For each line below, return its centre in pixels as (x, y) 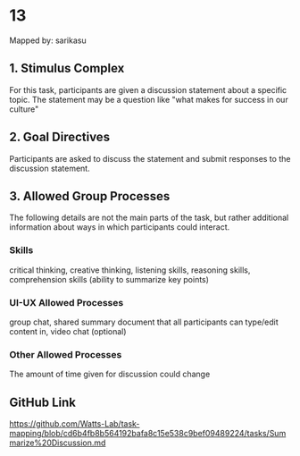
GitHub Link (42, 402)
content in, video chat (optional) (68, 331)
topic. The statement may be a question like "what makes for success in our (149, 99)
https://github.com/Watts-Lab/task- (75, 424)
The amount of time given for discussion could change (110, 374)
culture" (24, 109)
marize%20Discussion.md (58, 443)
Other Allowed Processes (66, 354)
